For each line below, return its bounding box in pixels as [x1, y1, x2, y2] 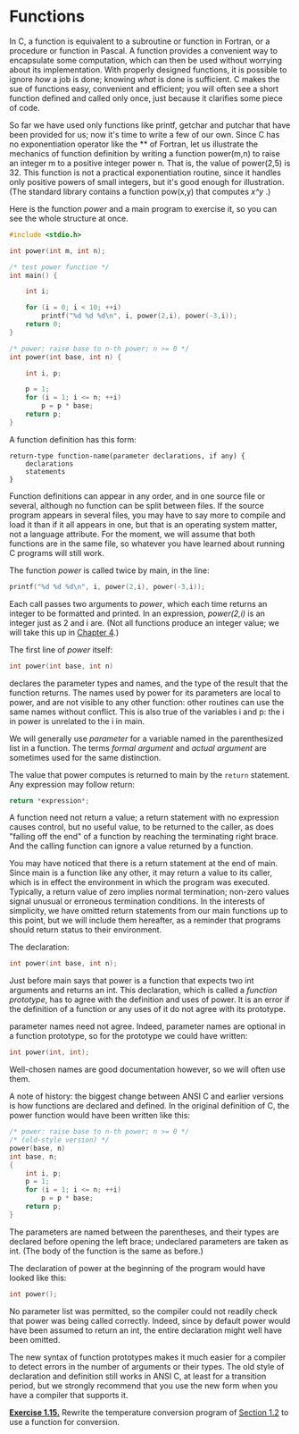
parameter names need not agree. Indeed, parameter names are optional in [9, 1021, 286, 1032]
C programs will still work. [9, 547, 104, 558]
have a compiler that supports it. [9, 1389, 129, 1400]
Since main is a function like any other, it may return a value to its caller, [9, 867, 272, 878]
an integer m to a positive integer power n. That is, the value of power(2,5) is [9, 157, 291, 168]
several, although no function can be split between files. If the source [9, 500, 265, 510]
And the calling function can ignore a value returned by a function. [9, 840, 253, 851]
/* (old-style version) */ [9, 1135, 110, 1145]
